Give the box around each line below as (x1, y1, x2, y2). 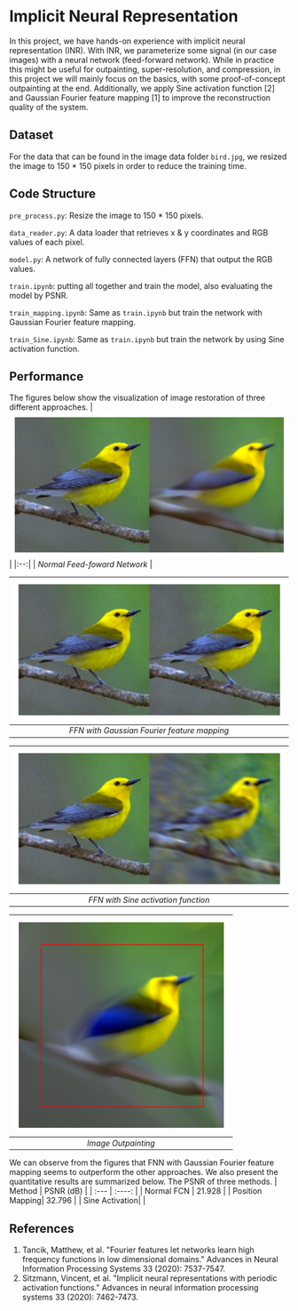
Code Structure (9, 187, 96, 202)
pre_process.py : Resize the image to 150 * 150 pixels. (9, 210, 204, 220)
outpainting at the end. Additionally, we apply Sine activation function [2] (9, 83, 275, 93)
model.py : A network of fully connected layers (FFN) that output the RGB (9, 253, 273, 264)
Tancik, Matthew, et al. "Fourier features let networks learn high (21, 1244, 255, 1255)
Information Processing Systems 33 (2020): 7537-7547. (21, 1264, 226, 1275)
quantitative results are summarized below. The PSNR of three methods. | (9, 1176, 278, 1187)
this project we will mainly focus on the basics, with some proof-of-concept (9, 73, 286, 84)
